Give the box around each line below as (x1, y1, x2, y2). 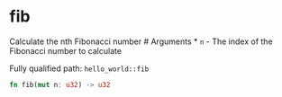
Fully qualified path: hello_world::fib (9, 63, 150, 74)
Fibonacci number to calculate (9, 45, 123, 56)
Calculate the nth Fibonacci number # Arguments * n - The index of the (9, 36, 273, 47)
